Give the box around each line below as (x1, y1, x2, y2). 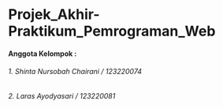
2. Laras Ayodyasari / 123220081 (8, 91, 116, 100)
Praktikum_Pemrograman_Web (8, 22, 216, 40)
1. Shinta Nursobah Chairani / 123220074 (8, 67, 143, 76)
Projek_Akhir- (8, 6, 100, 24)
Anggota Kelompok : (8, 49, 77, 58)
